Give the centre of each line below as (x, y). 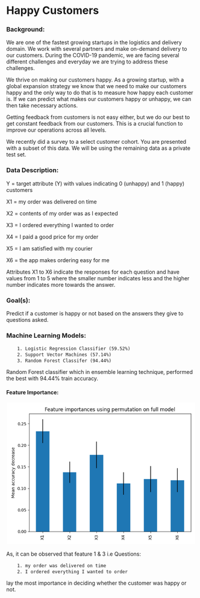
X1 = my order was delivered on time (52, 201)
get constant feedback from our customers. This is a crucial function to (95, 124)
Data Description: (33, 170)
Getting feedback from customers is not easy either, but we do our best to (98, 117)
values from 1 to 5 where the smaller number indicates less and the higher (98, 278)
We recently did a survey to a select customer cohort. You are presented (96, 142)
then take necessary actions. (42, 106)
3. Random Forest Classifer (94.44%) (64, 361)
